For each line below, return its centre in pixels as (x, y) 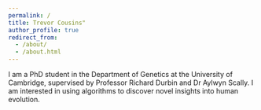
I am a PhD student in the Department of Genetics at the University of (121, 74)
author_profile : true (44, 30)
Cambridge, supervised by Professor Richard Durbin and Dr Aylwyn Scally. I (131, 82)
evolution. (24, 99)
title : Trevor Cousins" (47, 23)
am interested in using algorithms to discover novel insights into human (123, 91)
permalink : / (29, 15)
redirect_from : (33, 37)
